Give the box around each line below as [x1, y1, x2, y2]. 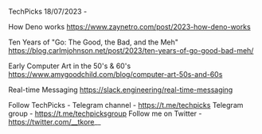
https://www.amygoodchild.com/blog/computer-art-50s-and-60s [8, 70, 223, 78]
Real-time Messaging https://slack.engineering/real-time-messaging [8, 85, 233, 94]
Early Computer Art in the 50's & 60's [8, 61, 131, 71]
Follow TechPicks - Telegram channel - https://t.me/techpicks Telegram [8, 101, 244, 109]
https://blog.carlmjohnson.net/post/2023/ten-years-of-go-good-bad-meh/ [8, 46, 254, 55]
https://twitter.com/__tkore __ [8, 117, 101, 126]
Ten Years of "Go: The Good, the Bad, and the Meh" [8, 37, 179, 47]
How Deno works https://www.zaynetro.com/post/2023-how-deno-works [8, 22, 251, 31]
